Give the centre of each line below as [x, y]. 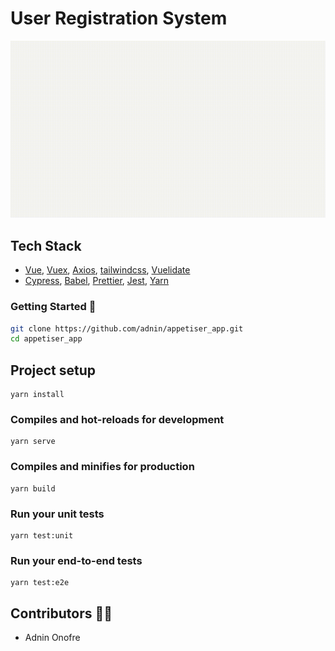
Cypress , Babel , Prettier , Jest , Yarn [97, 281]
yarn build [33, 488]
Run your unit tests [57, 514]
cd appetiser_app [46, 339]
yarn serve [33, 442]
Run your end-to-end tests [76, 560]
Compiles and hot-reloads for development [117, 420]
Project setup [53, 370]
